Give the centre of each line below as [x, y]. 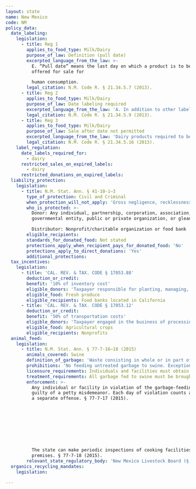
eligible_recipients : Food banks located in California [96, 300]
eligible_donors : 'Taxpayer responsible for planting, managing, [108, 289]
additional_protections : [57, 257]
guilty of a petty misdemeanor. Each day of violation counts [109, 393]
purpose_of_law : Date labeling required [76, 104]
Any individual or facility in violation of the [92, 387]
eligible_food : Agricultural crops [70, 327]
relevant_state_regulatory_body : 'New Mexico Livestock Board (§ [108, 461]
